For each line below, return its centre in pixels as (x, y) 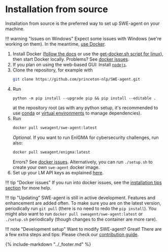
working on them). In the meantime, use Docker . (56, 44)
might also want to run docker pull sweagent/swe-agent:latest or (74, 213)
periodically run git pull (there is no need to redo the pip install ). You (81, 208)
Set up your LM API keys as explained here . (58, 172)
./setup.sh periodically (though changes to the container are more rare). (81, 219)
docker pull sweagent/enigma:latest (51, 152)
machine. (15, 28)
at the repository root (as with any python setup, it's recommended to (85, 107)
